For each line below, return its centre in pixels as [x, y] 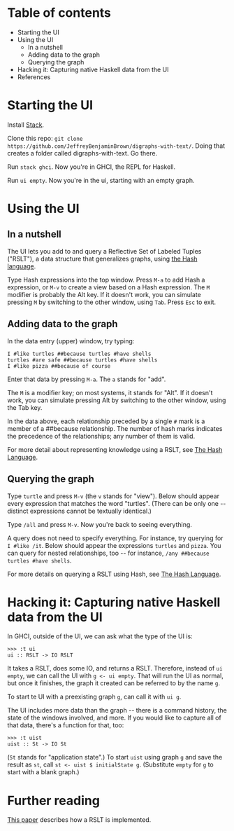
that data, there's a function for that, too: [66, 725]
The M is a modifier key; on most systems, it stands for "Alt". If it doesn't [110, 392]
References [34, 77]
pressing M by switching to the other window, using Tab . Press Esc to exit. [112, 302]
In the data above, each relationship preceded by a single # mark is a [106, 421]
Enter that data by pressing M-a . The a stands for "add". [87, 379]
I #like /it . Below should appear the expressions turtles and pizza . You [114, 545]
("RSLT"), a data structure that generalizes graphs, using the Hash [102, 259]
